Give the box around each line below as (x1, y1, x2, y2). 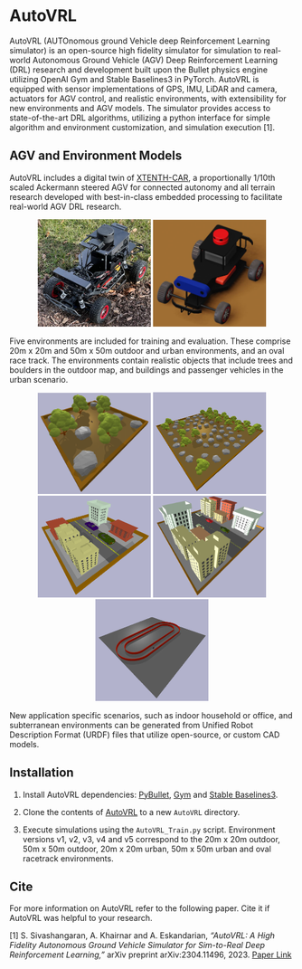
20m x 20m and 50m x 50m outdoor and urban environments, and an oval (9, 345, 285, 356)
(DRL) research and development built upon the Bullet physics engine (9, 64, 269, 75)
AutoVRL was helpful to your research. (9, 913, 153, 924)
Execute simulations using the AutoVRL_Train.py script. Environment (22, 824, 276, 835)
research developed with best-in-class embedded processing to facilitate (9, 191, 283, 202)
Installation (9, 765, 74, 781)
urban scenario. (9, 374, 69, 385)
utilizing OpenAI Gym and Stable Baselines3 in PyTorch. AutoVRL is (9, 73, 260, 84)
